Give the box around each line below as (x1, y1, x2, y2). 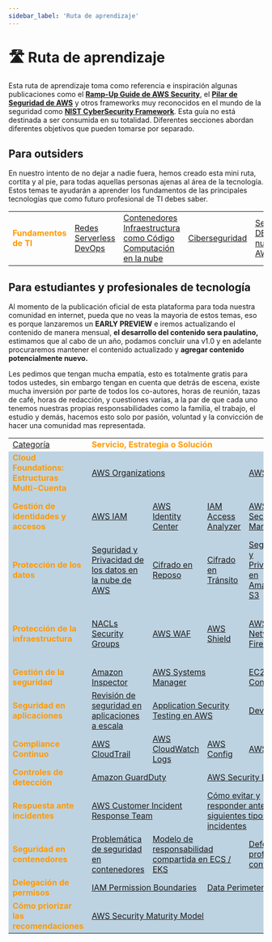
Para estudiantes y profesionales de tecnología (8, 280, 251, 294)
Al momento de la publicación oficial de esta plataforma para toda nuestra (8, 302, 256, 312)
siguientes (206, 810, 247, 821)
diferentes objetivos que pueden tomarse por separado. (8, 123, 195, 134)
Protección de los (12, 559, 82, 571)
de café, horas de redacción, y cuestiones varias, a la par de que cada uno (8, 395, 258, 405)
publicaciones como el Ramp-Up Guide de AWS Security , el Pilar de (8, 89, 238, 99)
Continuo (12, 749, 49, 760)
